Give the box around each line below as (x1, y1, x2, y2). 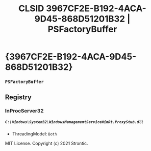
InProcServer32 (5, 108, 44, 114)
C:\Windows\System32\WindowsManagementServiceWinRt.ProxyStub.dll (5, 120, 144, 125)
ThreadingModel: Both (12, 131, 57, 137)
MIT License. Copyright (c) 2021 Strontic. (5, 140, 88, 147)
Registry (5, 93, 32, 101)
